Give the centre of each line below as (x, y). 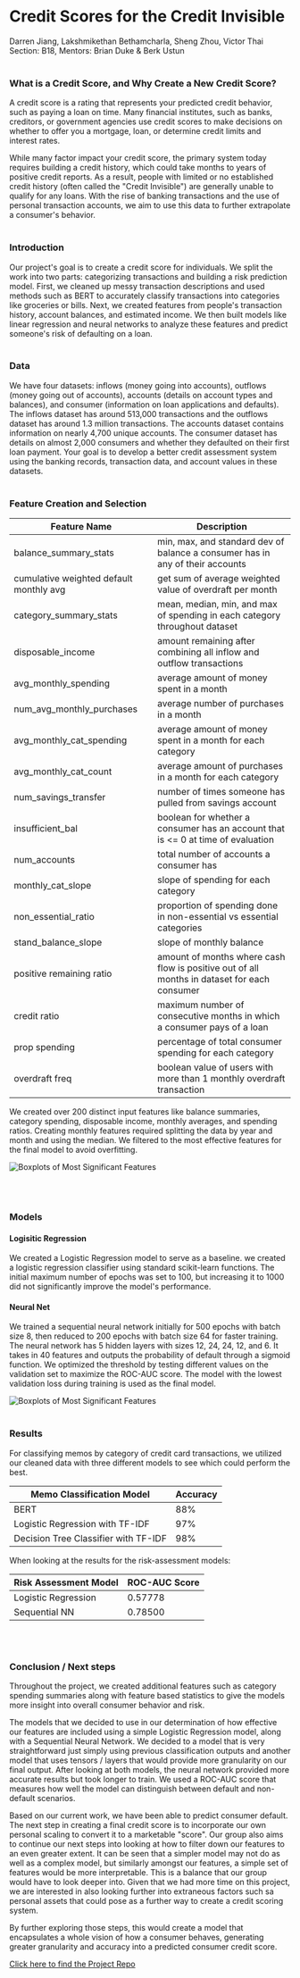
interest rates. (35, 141)
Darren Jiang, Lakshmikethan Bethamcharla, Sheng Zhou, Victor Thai (136, 41)
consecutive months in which (219, 1016)
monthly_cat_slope (53, 886)
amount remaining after (207, 641)
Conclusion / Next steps (62, 1666)
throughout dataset (198, 627)
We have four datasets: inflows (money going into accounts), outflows (138, 385)
